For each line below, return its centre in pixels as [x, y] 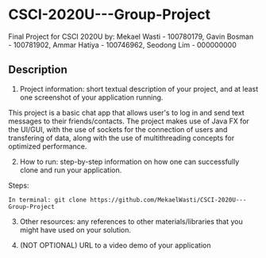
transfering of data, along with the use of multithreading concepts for [121, 138]
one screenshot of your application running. [91, 97]
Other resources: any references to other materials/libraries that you [131, 221]
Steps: [19, 185]
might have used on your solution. [75, 230]
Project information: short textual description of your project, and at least [139, 89]
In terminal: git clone [48, 199]
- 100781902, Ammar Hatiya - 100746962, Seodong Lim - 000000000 [122, 44]
